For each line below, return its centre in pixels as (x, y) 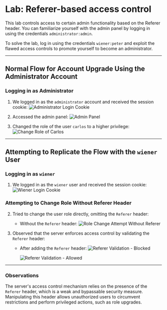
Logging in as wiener (30, 174)
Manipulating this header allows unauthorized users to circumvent (73, 297)
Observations (22, 275)
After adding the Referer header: (53, 248)
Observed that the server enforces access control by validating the (81, 233)
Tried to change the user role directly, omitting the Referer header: (81, 214)
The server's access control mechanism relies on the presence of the (76, 286)
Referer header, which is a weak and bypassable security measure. (74, 291)
